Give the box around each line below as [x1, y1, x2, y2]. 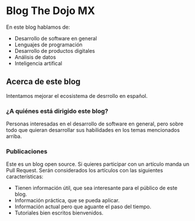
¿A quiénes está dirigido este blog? [6, 107, 108, 115]
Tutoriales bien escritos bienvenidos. [14, 209, 104, 216]
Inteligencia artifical [14, 60, 63, 67]
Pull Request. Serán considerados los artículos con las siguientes [6, 167, 163, 174]
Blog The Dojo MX [6, 4, 95, 18]
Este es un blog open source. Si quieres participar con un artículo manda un [6, 161, 189, 168]
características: [6, 173, 44, 180]
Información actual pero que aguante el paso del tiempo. [14, 203, 152, 210]
